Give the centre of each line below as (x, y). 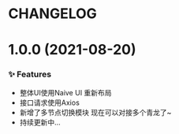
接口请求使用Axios (50, 102)
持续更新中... (40, 122)
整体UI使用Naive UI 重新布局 (65, 92)
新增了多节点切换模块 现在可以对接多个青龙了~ (95, 112)
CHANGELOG (52, 14)
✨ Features (30, 74)
